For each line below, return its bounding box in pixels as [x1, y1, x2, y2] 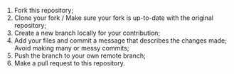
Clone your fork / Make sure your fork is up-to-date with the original [14, 14, 214, 22]
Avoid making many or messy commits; [14, 44, 129, 52]
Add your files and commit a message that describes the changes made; [14, 36, 228, 45]
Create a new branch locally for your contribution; [14, 28, 161, 37]
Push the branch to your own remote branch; [14, 51, 146, 60]
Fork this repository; [14, 6, 73, 14]
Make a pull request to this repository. [14, 59, 126, 67]
